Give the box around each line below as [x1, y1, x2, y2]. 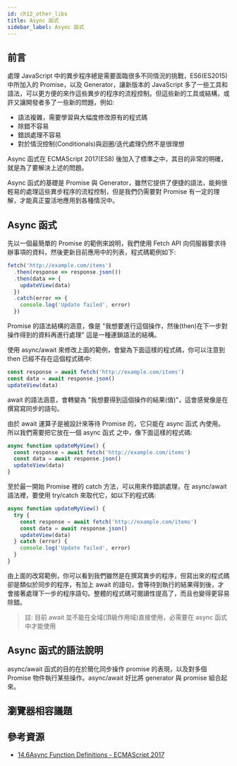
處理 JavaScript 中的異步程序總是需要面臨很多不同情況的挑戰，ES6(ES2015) [7, 71, 228, 80]
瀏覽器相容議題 [7, 705, 73, 717]
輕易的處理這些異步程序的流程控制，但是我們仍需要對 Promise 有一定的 [7, 187, 214, 196]
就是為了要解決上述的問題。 [7, 163, 88, 172]
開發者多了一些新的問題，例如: [25, 98, 115, 107]
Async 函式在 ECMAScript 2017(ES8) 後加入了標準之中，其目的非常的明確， [7, 155, 228, 163]
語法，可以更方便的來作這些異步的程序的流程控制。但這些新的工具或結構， [7, 89, 224, 98]
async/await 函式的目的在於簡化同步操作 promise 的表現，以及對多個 [7, 664, 207, 673]
